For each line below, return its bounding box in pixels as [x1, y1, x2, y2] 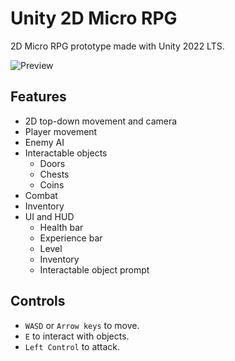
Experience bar [39, 232, 103, 244]
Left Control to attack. [24, 340, 121, 352]
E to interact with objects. [24, 330, 130, 342]
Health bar [39, 221, 84, 233]
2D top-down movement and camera [24, 115, 178, 127]
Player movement [24, 125, 98, 137]
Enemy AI [24, 136, 65, 148]
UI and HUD [24, 210, 75, 222]
